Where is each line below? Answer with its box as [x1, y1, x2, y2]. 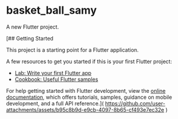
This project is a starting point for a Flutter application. [6, 46, 139, 54]
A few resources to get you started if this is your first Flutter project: [6, 58, 172, 65]
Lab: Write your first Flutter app [14, 69, 92, 76]
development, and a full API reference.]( [6, 99, 104, 107]
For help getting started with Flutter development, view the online [6, 87, 166, 94]
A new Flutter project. [6, 23, 59, 30]
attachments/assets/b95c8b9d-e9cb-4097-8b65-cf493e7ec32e [6, 106, 164, 113]
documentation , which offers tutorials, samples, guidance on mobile [6, 93, 172, 101]
